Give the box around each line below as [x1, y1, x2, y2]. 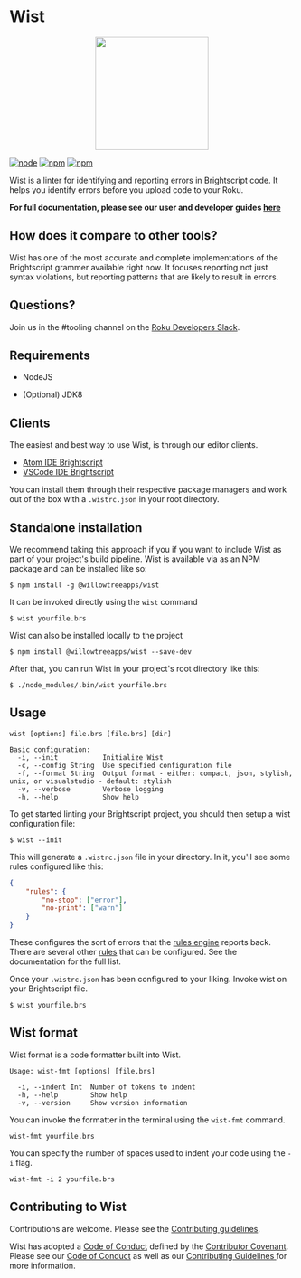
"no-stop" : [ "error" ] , [42, 895, 127, 904]
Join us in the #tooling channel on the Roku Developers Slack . [9, 321, 240, 332]
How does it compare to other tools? [9, 228, 218, 243]
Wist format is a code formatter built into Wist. [9, 1049, 182, 1060]
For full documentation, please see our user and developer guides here [9, 202, 282, 213]
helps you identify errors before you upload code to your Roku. [9, 184, 244, 195]
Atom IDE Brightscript [22, 457, 104, 468]
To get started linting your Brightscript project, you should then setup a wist [9, 808, 291, 819]
